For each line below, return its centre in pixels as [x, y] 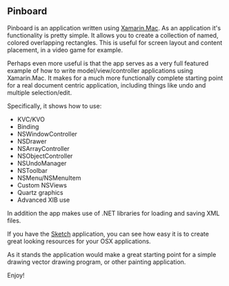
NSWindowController [47, 134]
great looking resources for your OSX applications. [79, 241]
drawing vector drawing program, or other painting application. [97, 262]
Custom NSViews [42, 185]
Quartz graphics [40, 192]
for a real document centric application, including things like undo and [107, 85]
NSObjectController [45, 156]
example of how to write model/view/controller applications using [100, 70]
